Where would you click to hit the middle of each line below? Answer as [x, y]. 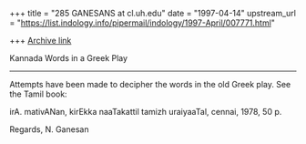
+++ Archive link [41, 41]
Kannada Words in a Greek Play [69, 58]
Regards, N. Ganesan [49, 129]
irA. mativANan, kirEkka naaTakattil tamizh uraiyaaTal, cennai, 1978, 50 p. [146, 112]
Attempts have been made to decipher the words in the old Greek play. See [150, 84]
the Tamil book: [38, 94]
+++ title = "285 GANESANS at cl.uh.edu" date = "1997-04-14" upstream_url [153, 13]
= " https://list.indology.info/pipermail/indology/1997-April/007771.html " [143, 23]
